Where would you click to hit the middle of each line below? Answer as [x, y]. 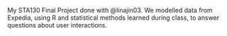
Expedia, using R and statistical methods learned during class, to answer [113, 18]
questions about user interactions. [57, 25]
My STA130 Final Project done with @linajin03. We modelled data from [110, 10]
